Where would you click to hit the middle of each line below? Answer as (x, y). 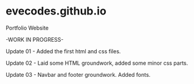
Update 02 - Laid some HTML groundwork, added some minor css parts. (97, 63)
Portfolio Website (27, 28)
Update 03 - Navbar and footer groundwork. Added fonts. (78, 74)
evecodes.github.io (56, 11)
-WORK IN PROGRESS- (35, 39)
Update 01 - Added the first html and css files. (63, 51)
